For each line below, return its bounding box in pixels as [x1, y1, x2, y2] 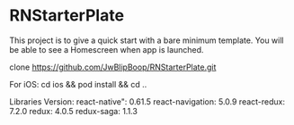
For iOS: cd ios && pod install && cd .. [9, 79, 147, 89]
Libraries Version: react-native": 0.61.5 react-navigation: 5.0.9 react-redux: [9, 96, 286, 107]
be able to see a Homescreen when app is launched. [9, 44, 204, 54]
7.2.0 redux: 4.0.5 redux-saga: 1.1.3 [9, 105, 138, 116]
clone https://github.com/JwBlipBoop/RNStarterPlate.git [9, 62, 217, 72]
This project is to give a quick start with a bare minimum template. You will [9, 35, 284, 46]
